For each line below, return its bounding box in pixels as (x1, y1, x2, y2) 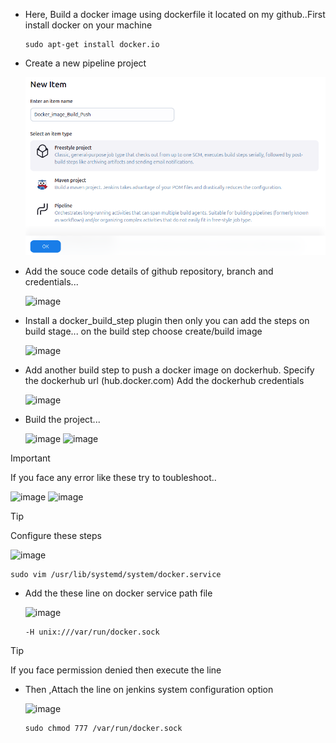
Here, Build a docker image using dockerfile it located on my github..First (24, 9, 326, 20)
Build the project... (24, 414, 101, 426)
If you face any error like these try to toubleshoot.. (10, 472, 217, 484)
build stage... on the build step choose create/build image (24, 325, 263, 338)
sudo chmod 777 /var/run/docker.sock (24, 724, 183, 734)
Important (10, 452, 51, 464)
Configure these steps (10, 530, 102, 542)
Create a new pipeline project (24, 57, 147, 69)
